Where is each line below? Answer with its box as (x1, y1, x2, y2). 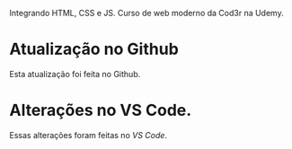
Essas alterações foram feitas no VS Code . (9, 129, 168, 140)
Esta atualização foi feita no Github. (9, 68, 141, 79)
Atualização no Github (9, 39, 180, 59)
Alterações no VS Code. (9, 101, 192, 120)
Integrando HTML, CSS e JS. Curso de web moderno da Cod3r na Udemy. (9, 8, 285, 18)
